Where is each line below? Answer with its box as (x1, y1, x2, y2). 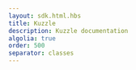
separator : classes (8, 49, 74, 57)
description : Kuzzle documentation (8, 27, 129, 35)
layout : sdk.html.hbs (8, 11, 82, 20)
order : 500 (8, 42, 45, 50)
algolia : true (8, 34, 57, 43)
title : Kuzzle (8, 19, 57, 27)
